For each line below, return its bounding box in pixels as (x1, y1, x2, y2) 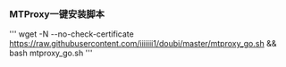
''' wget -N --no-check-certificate (9, 29, 134, 39)
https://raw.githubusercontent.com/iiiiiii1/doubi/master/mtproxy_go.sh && (9, 38, 277, 49)
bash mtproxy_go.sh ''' (9, 47, 93, 59)
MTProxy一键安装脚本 (9, 7, 105, 20)
